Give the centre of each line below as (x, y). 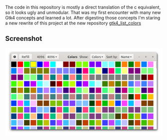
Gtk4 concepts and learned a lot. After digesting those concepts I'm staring (83, 18)
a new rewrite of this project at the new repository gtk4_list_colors (73, 23)
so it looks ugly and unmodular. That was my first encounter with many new (83, 12)
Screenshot (24, 39)
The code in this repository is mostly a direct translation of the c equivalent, (83, 7)
